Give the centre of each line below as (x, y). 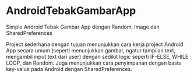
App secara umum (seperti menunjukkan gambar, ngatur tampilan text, (91, 50)
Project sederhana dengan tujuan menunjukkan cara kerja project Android (95, 44)
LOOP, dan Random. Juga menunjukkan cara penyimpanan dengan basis (94, 63)
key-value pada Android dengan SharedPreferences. (69, 69)
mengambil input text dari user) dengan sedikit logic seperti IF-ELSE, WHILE (97, 56)
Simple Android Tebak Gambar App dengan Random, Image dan (83, 27)
